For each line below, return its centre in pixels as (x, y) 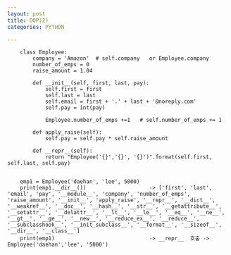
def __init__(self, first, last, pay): (91, 83)
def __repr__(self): (63, 151)
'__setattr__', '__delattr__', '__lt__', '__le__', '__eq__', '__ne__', (116, 213)
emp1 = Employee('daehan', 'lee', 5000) (80, 182)
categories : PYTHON (36, 27)
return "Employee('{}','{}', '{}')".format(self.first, (129, 157)
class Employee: (44, 52)
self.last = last (70, 96)
